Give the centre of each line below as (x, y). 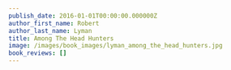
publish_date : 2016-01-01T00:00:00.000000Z (83, 16)
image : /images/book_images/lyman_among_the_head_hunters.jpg (115, 46)
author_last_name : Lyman (50, 31)
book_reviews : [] (38, 53)
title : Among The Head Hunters (61, 38)
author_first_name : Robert (54, 23)
